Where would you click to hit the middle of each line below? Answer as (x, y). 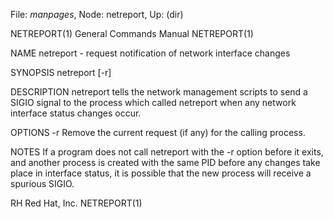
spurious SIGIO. (42, 183)
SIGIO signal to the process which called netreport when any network (153, 102)
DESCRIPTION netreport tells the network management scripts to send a (159, 92)
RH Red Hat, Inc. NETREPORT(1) (76, 203)
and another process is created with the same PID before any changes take (165, 162)
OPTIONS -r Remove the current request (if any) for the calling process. (158, 132)
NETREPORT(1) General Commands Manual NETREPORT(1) (132, 33)
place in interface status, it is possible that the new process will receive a (161, 173)
